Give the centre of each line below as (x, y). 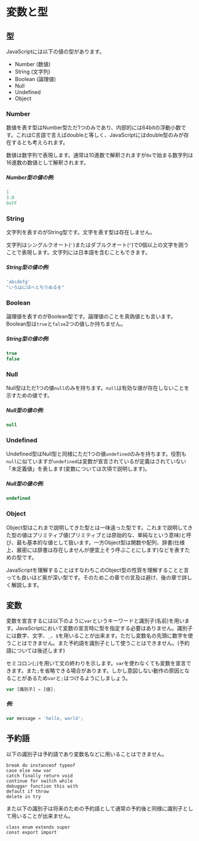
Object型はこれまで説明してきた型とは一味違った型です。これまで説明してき (99, 527)
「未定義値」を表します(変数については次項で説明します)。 (78, 469)
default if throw (28, 791)
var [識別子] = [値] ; (31, 690)
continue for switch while (40, 781)
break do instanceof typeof (41, 765)
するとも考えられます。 (40, 142)
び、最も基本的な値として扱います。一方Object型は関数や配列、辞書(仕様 (96, 542)
